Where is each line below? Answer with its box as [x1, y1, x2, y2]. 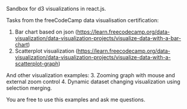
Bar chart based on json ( [14, 28, 78, 35]
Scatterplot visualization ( [14, 47, 78, 54]
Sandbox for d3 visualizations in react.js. [6, 5, 106, 12]
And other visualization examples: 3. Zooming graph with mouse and [6, 72, 175, 78]
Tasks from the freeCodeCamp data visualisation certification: [6, 17, 159, 23]
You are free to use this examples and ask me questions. [6, 96, 146, 103]
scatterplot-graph [14, 60, 59, 67]
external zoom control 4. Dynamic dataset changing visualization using [6, 78, 180, 85]
